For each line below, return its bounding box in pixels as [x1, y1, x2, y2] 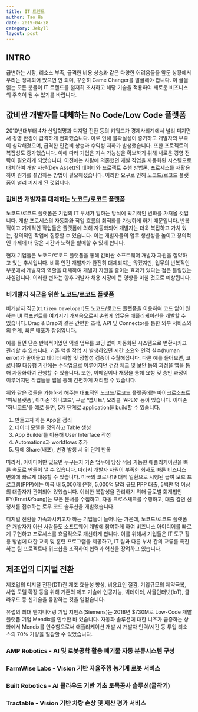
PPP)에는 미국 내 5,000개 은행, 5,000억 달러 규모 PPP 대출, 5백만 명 [22, 481, 180, 488]
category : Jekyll [6, 25, 49, 31]
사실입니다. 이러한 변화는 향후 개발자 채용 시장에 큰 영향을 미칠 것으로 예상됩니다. [6, 274, 192, 281]
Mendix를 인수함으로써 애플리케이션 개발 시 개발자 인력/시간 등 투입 [21, 623, 177, 630]
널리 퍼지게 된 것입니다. [16, 179, 71, 186]
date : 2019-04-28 [6, 20, 49, 25]
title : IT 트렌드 [6, 8, 45, 15]
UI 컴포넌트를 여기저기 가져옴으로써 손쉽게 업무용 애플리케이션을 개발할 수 [16, 312, 186, 320]
